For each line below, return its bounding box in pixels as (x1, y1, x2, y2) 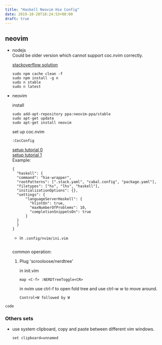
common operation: (12, 249, 52, 255)
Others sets (5, 315, 34, 322)
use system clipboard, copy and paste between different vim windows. (12, 326, 155, 332)
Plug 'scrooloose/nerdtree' (19, 259, 74, 264)
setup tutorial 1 (12, 152, 42, 158)
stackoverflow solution (12, 62, 58, 68)
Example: (12, 157, 31, 163)
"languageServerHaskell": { (25, 196, 82, 202)
